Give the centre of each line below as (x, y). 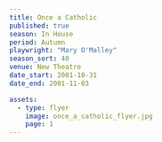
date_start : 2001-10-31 (53, 75)
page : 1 (39, 124)
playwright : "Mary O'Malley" (63, 51)
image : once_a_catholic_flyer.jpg (89, 116)
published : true (39, 26)
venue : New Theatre (45, 67)
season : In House (41, 34)
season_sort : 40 (39, 59)
